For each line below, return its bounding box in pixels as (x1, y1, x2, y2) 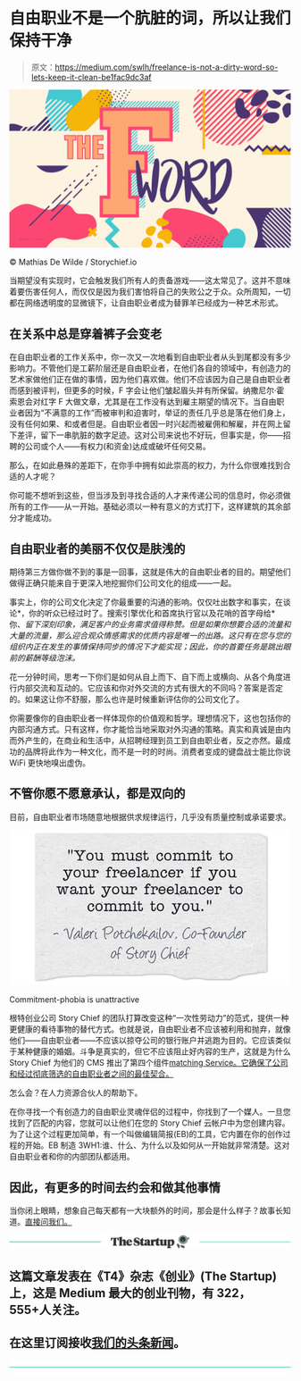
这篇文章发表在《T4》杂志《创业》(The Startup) (9, 1268, 277, 1284)
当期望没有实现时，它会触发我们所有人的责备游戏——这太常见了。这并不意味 (9, 275, 291, 286)
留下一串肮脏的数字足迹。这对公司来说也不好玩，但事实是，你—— (39, 430, 283, 440)
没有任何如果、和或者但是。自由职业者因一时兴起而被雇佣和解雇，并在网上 (9, 419, 283, 430)
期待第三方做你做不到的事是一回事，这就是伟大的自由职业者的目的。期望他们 (9, 566, 291, 577)
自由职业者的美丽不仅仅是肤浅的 (9, 541, 186, 557)
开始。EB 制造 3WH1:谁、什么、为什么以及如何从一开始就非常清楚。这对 (24, 1140, 290, 1151)
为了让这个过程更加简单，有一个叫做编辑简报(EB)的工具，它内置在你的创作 (9, 1129, 283, 1140)
